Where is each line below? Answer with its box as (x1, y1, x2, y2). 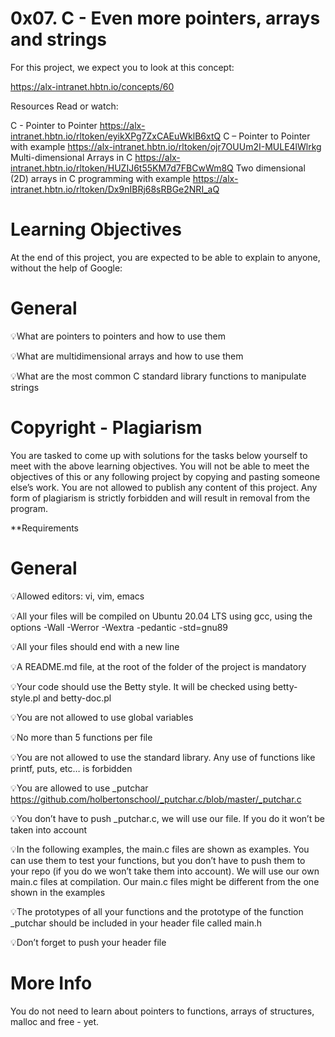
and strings (10, 28, 107, 51)
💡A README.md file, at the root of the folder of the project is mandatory (10, 660, 307, 672)
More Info (10, 972, 93, 994)
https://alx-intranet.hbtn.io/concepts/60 (10, 80, 175, 92)
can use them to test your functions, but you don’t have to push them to (10, 854, 306, 866)
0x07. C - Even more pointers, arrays (10, 7, 321, 30)
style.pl (10, 692, 41, 704)
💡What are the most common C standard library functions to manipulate (10, 370, 307, 382)
